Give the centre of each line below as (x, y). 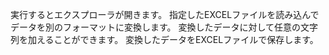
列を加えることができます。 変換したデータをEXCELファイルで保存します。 (164, 39)
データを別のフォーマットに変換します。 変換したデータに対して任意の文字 (164, 27)
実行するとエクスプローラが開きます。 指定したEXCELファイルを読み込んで (165, 14)
